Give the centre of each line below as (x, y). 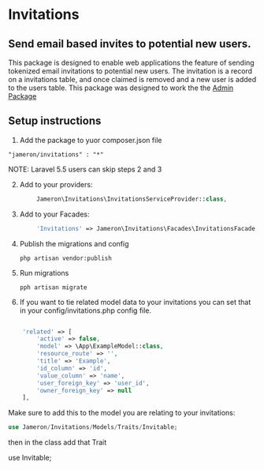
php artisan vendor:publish (65, 258)
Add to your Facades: (54, 214)
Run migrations (44, 273)
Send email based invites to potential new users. (130, 44)
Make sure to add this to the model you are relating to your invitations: (122, 413)
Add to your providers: (56, 184)
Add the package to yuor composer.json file (91, 140)
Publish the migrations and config (74, 243)
